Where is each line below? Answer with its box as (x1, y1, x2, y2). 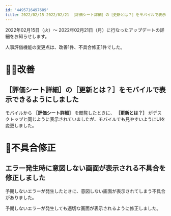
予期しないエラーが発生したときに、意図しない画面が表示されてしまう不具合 (5, 188, 166, 194)
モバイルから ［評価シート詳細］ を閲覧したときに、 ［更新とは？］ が (5, 110, 153, 116)
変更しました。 (5, 122, 37, 128)
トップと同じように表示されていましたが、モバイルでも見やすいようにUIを (9, 116, 166, 122)
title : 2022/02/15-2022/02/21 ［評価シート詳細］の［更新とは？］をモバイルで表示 (5, 12, 166, 17)
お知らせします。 (14, 33, 50, 39)
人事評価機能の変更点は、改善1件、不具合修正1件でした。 (5, 44, 125, 50)
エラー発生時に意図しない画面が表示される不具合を (5, 164, 166, 173)
